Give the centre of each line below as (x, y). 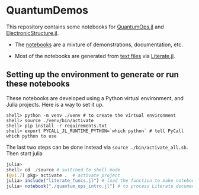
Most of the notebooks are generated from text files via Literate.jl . (95, 56)
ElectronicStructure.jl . (33, 33)
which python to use (32, 136)
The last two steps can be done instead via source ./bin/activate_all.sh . (97, 147)
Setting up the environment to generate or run (93, 75)
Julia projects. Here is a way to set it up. (55, 104)
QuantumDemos (47, 10)
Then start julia (24, 153)
